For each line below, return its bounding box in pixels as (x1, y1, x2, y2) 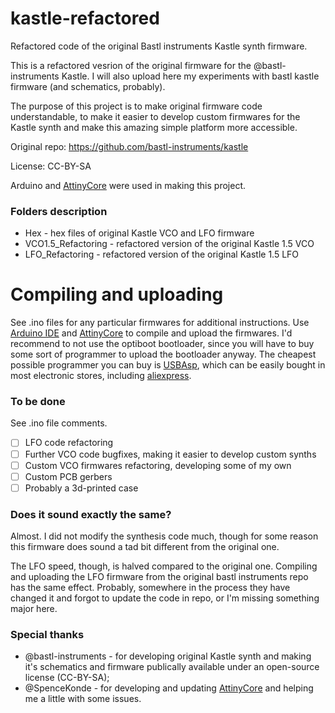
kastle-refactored (10, 7, 160, 30)
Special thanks (10, 628, 85, 641)
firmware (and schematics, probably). (10, 80, 166, 92)
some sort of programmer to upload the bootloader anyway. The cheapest (10, 348, 317, 361)
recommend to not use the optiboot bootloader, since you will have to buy (10, 338, 315, 350)
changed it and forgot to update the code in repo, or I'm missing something (10, 592, 320, 604)
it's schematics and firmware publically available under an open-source (24, 661, 320, 673)
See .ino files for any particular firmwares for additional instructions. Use (10, 317, 310, 329)
